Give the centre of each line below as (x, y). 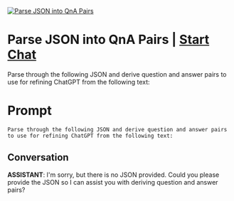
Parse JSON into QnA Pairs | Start (108, 40)
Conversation (38, 157)
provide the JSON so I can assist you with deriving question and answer (113, 182)
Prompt (30, 111)
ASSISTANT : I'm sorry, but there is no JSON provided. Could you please (113, 175)
